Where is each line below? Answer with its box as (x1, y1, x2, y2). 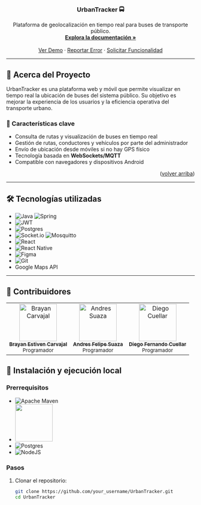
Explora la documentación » (65, 34, 136, 41)
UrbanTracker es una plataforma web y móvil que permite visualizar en (6, 86, 181, 93)
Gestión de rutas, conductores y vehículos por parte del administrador (14, 139, 188, 147)
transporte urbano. (6, 105, 53, 112)
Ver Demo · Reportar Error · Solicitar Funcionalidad (38, 47, 163, 54)
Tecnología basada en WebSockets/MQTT (14, 152, 121, 159)
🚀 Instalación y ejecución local (6, 366, 122, 376)
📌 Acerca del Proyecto (6, 69, 91, 80)
